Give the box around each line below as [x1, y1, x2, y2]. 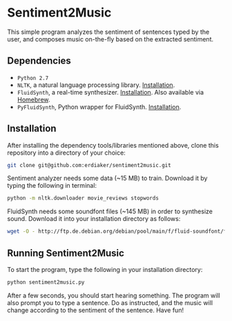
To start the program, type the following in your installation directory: [7, 266, 203, 273]
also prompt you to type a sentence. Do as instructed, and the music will [7, 298, 213, 307]
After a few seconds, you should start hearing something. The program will [7, 291, 220, 300]
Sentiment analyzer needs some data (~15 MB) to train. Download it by [7, 174, 208, 182]
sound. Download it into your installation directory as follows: [7, 215, 181, 223]
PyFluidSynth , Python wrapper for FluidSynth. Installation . [17, 102, 182, 111]
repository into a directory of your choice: [7, 148, 126, 157]
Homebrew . [17, 95, 50, 104]
